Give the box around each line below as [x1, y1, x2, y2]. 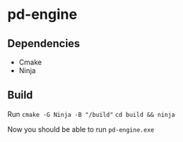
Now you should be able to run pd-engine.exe [7, 124, 155, 134]
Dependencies [7, 37, 80, 50]
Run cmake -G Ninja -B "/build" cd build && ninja [7, 109, 176, 118]
